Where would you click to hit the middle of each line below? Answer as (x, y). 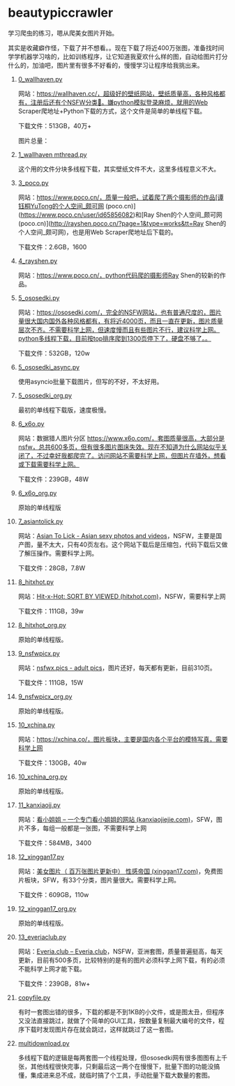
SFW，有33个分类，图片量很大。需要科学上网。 (111, 880)
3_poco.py (33, 183)
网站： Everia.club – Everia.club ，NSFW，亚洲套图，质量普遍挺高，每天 (120, 951)
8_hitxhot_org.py (42, 625)
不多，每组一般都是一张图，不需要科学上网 (85, 828)
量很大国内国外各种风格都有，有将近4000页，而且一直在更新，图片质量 (121, 321)
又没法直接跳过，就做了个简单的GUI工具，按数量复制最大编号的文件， (118, 1020)
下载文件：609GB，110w (53, 894)
